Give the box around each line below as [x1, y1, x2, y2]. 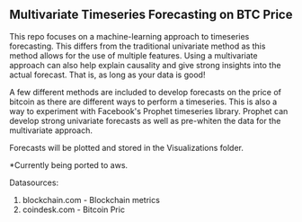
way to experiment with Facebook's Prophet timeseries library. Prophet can [9, 105, 289, 116]
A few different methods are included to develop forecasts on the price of [9, 86, 281, 97]
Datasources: [9, 177, 59, 188]
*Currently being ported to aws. [9, 159, 129, 170]
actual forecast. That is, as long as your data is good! [9, 69, 206, 80]
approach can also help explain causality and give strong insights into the [9, 59, 281, 70]
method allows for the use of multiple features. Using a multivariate [9, 49, 258, 61]
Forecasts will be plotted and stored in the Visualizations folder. [9, 142, 244, 153]
